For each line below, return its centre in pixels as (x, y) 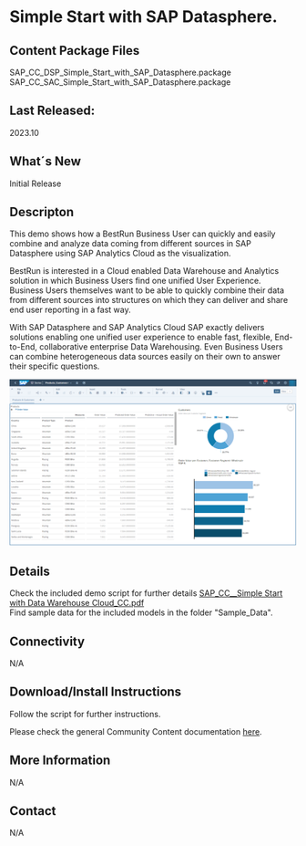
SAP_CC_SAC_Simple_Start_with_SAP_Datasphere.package (120, 82)
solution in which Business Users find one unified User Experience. (135, 281)
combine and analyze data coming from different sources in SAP (131, 244)
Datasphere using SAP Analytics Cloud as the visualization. (120, 254)
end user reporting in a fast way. (70, 310)
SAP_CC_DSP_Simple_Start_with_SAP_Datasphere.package (121, 72)
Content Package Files (75, 51)
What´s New (46, 162)
